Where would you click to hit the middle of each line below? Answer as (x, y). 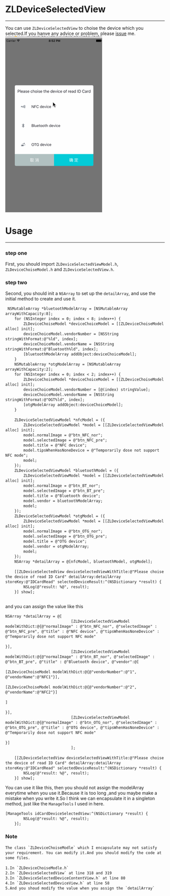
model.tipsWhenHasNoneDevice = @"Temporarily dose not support (91, 451)
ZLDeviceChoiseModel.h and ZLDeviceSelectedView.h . (60, 270)
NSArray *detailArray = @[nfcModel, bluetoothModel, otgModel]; (83, 562)
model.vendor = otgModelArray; (56, 547)
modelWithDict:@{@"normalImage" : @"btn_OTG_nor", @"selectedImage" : (81, 723)
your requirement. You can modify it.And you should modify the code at (83, 853)
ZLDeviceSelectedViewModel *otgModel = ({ (60, 516)
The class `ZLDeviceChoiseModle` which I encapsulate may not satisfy (81, 848)
